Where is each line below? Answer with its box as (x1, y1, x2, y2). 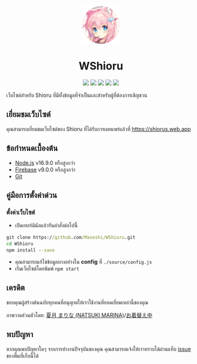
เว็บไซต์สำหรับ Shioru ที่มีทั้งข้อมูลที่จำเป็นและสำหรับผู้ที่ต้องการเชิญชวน (6, 91, 148, 99)
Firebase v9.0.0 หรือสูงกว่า (14, 165, 76, 173)
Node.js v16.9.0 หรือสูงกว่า (14, 159, 75, 166)
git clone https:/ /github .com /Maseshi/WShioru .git (6, 235, 136, 241)
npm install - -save (6, 247, 55, 253)
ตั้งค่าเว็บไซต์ (6, 208, 35, 216)
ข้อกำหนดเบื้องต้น (6, 143, 58, 153)
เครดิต (6, 283, 25, 293)
